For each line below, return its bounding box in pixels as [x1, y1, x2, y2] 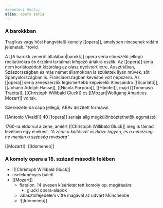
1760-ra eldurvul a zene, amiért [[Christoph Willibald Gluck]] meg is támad [5, 123, 154, 129]
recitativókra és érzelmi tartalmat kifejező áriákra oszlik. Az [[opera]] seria [5, 59, 153, 64]
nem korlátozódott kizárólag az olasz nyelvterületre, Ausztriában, [5, 64, 135, 70]
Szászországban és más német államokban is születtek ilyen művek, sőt [5, 69, 150, 75]
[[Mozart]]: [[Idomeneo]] [5, 143, 54, 149]
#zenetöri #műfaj [5, 7, 40, 12]
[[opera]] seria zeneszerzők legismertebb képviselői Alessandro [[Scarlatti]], [5, 79, 159, 85]
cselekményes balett [12, 172, 54, 178]
